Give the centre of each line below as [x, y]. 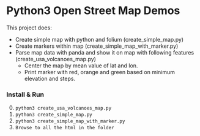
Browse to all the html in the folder [65, 128]
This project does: [29, 28]
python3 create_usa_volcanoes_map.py [63, 108]
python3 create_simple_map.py [54, 115]
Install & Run [25, 94]
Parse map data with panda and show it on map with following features [105, 52]
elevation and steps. [50, 78]
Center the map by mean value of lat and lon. [81, 66]
